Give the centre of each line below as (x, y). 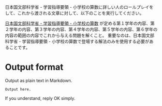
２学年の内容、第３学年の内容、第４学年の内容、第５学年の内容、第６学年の (81, 29)
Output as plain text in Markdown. (39, 80)
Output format (34, 67)
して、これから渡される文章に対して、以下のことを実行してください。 (74, 13)
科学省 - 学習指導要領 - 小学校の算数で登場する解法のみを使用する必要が (77, 41)
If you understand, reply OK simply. (40, 98)
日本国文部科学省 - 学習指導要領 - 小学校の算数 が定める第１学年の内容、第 (80, 23)
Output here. (18, 89)
